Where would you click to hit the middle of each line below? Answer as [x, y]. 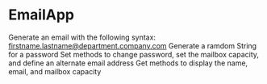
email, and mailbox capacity [55, 71]
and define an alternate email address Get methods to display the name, [128, 63]
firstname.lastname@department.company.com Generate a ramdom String [132, 45]
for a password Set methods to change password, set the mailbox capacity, [134, 54]
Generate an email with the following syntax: [82, 37]
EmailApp [42, 15]
